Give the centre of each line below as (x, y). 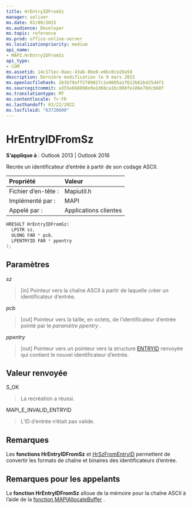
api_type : (18, 61)
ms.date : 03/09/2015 (31, 22)
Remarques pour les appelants (63, 479)
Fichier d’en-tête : (34, 191)
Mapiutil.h (78, 191)
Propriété (23, 181)
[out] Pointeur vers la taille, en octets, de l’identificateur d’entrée (98, 319)
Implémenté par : (32, 201)
